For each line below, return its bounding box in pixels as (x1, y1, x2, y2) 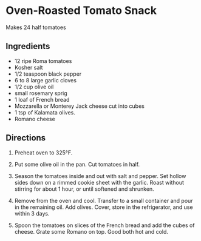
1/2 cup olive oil (14, 83, 54, 90)
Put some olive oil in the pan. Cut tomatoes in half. (14, 160, 140, 168)
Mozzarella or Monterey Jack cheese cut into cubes (14, 102, 145, 110)
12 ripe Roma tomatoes (14, 57, 72, 64)
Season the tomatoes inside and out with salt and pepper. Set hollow (14, 172, 186, 179)
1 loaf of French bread (14, 96, 70, 103)
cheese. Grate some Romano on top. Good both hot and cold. (14, 228, 168, 235)
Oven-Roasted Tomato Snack (5, 4, 157, 18)
